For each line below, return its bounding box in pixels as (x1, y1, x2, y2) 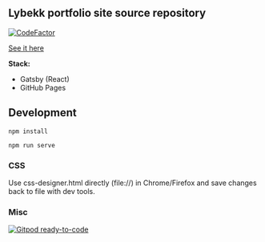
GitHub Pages (19, 83, 66, 92)
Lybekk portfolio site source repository (8, 6, 207, 20)
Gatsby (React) (19, 74, 70, 83)
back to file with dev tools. (8, 186, 95, 196)
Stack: (8, 58, 30, 68)
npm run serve (8, 141, 56, 149)
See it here (8, 43, 44, 53)
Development (8, 106, 78, 119)
